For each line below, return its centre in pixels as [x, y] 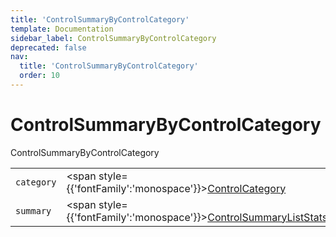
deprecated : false [48, 47]
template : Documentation [62, 29]
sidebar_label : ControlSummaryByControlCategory [113, 38]
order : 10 [39, 76]
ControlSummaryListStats [267, 217]
